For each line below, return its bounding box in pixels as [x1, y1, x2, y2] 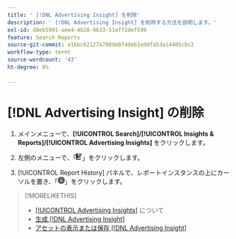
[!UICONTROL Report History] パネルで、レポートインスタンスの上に [17, 168, 218, 177]
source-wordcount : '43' [7, 57, 78, 64]
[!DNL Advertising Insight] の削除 [7, 105, 205, 120]
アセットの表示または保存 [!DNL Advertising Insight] [35, 223, 187, 232]
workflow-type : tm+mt [7, 49, 71, 56]
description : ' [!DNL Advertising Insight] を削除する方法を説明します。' [7, 18, 217, 26]
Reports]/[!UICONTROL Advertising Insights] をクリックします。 [17, 138, 210, 146]
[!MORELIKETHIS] [24, 191, 77, 199]
